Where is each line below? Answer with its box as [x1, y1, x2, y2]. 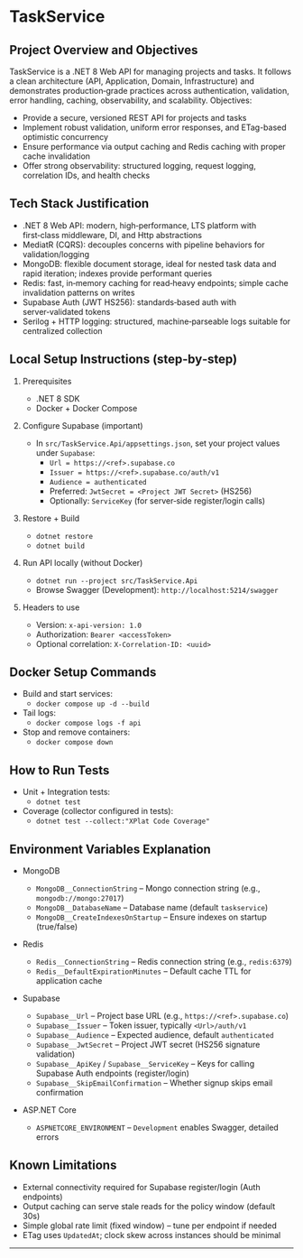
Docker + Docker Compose [35, 402, 138, 413]
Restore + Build [22, 513, 80, 523]
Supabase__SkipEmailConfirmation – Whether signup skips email [35, 1078, 273, 1088]
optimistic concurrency [22, 132, 109, 142]
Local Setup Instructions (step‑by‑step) [9, 352, 237, 367]
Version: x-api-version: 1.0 [35, 619, 142, 630]
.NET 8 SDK [35, 393, 80, 403]
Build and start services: [22, 689, 113, 699]
